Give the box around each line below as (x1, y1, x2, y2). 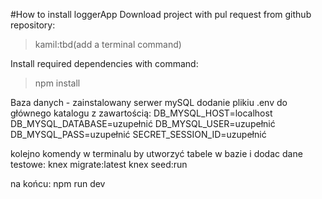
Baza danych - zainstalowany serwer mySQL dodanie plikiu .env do (10, 97, 288, 108)
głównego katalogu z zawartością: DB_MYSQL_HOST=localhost (10, 107, 273, 119)
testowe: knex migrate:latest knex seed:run (10, 159, 188, 170)
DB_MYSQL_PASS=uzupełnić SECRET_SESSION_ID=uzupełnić (10, 129, 267, 140)
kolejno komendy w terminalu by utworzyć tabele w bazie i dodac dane (10, 148, 303, 159)
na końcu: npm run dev (10, 178, 106, 189)
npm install (34, 77, 81, 89)
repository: (10, 19, 56, 31)
